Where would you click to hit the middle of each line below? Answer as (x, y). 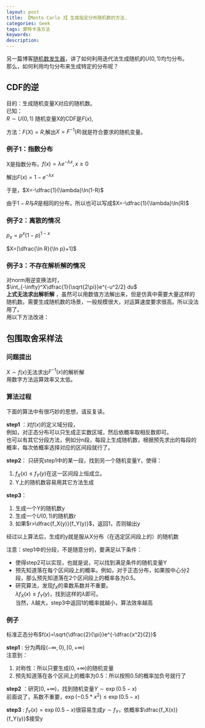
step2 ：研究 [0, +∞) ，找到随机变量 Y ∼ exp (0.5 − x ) (72, 689)
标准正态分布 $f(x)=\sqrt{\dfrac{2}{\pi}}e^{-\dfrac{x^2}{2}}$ (81, 634)
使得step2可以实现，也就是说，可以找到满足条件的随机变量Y (91, 562)
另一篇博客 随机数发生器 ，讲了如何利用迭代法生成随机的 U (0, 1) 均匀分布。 (97, 58)
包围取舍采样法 (34, 338)
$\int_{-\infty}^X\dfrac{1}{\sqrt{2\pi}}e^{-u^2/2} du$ (72, 287)
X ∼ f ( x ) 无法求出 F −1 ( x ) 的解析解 (45, 371)
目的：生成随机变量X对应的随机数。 (51, 103)
